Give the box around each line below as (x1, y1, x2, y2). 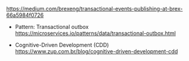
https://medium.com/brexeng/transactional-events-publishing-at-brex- (6, 5, 183, 12)
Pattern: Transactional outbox (14, 24, 89, 30)
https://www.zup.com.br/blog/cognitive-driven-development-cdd (14, 48, 178, 55)
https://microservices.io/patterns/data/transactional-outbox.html (14, 30, 176, 37)
